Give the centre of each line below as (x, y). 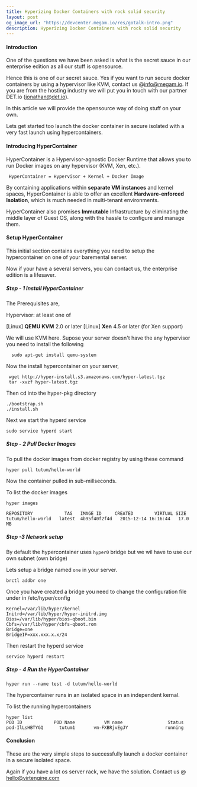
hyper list (20, 717)
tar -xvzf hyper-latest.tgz (43, 382)
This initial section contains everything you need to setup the (80, 251)
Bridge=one (20, 629)
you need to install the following (45, 344)
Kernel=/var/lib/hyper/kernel (43, 609)
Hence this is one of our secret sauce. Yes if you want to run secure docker (98, 78)
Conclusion (21, 741)
